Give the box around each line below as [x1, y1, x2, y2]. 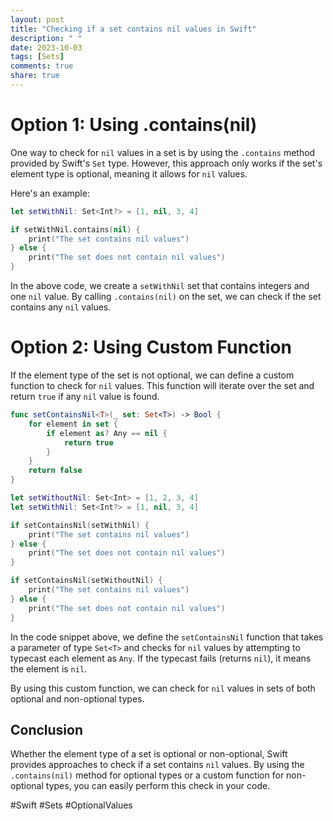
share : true [10, 71, 60, 81]
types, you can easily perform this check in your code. [45, 780, 271, 792]
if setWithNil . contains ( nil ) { [10, 224, 141, 235]
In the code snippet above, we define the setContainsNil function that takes [10, 631, 324, 643]
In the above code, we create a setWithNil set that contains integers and [10, 280, 310, 292]
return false [28, 466, 83, 476]
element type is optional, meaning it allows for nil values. [10, 167, 248, 180]
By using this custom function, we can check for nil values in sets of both [10, 682, 316, 694]
